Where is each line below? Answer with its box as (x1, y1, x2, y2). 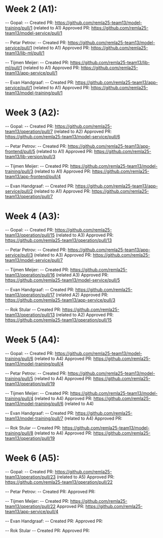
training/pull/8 (5, 430, 34, 436)
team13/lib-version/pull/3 (5, 154, 56, 159)
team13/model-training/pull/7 (5, 415, 63, 421)
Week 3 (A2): (5, 107, 60, 118)
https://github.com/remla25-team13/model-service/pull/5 (5, 277, 121, 283)
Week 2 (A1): (5, 3, 58, 15)
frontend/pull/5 (5, 148, 36, 154)
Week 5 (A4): (5, 334, 60, 345)
